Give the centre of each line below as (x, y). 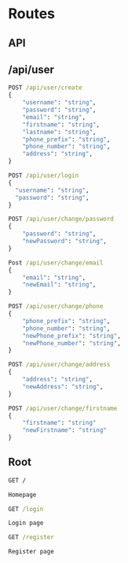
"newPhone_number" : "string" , (72, 343)
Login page (26, 523)
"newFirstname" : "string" (65, 430)
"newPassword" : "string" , (65, 242)
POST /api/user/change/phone (56, 306)
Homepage (22, 494)
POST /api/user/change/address (59, 365)
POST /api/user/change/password (61, 219)
